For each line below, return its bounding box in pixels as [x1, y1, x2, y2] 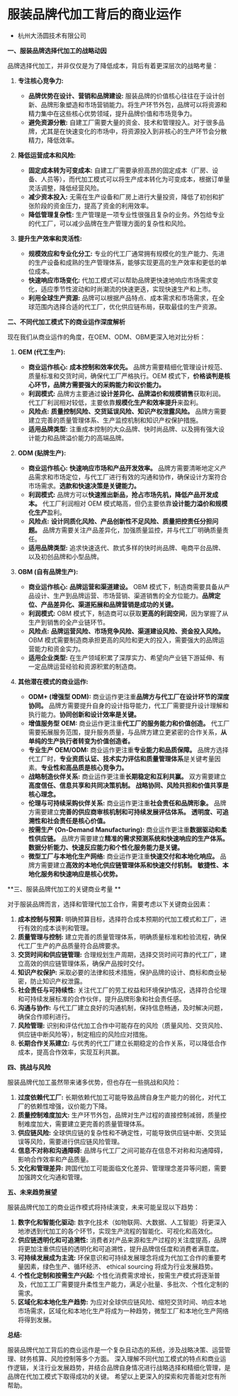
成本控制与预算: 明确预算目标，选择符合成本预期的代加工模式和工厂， [17, 915, 221, 923]
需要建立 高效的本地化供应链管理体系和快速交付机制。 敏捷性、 [40, 861, 223, 869]
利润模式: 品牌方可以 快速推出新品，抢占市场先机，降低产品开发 [28, 490, 212, 498]
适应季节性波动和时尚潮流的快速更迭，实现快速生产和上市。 [40, 284, 215, 293]
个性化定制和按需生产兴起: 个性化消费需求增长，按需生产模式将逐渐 [17, 1271, 215, 1280]
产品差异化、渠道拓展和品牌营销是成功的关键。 [40, 600, 178, 608]
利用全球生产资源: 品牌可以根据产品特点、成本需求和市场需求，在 [28, 294, 219, 302]
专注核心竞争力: [17, 76, 64, 85]
